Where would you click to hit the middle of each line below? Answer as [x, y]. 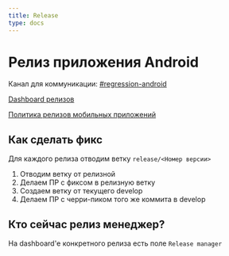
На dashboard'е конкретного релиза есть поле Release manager [115, 243]
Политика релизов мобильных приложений [82, 115]
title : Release [33, 15]
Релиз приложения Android [103, 62]
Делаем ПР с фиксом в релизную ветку [87, 182]
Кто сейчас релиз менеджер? [87, 224]
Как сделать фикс [56, 139]
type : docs [26, 23]
